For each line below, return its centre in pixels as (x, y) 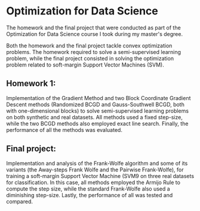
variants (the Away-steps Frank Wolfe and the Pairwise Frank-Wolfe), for (95, 170)
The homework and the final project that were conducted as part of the (93, 28)
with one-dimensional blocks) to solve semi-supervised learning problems (98, 111)
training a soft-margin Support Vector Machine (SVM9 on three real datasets (100, 176)
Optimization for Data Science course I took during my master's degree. (95, 34)
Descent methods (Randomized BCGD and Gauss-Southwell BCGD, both (96, 104)
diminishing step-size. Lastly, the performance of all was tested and (90, 195)
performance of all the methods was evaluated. (64, 129)
